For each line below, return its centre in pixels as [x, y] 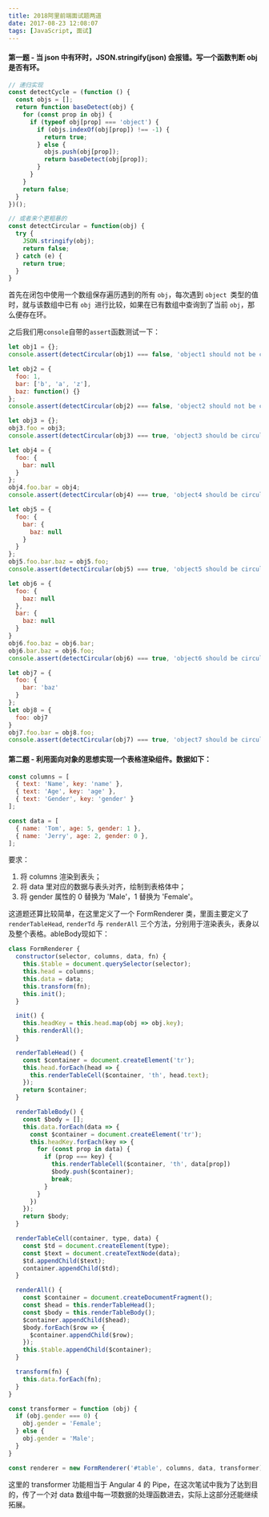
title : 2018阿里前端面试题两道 [55, 16]
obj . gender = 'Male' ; [58, 1439]
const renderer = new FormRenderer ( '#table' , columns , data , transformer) [136, 1468]
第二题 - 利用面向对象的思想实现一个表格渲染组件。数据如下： [110, 758]
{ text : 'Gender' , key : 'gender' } [75, 799]
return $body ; [46, 1217]
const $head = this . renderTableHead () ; [89, 1305]
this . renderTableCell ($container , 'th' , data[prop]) [141, 1165]
